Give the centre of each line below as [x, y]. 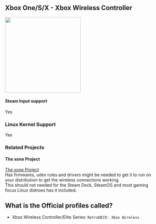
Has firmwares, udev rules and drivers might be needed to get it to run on [78, 175]
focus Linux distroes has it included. [41, 190]
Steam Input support [26, 101]
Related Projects [25, 148]
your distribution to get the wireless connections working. [62, 180]
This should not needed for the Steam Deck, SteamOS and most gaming [77, 185]
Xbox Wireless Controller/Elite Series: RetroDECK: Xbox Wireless [76, 217]
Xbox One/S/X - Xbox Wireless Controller [69, 8]
